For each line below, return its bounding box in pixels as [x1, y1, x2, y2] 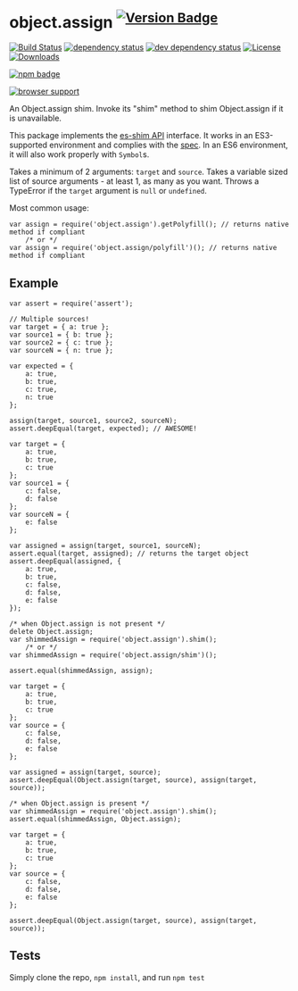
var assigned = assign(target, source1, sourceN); [9, 541, 202, 551]
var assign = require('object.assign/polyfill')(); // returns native [9, 244, 277, 253]
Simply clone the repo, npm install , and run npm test [9, 971, 205, 982]
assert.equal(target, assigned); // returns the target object [9, 549, 250, 558]
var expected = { [9, 362, 74, 371]
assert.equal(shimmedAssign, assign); [9, 666, 153, 676]
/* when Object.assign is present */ [9, 799, 150, 808]
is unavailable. [9, 112, 62, 124]
